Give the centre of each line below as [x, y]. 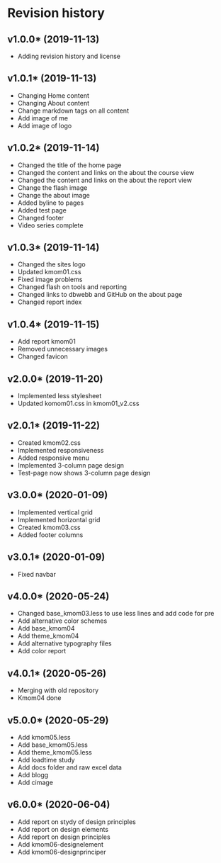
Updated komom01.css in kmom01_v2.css [78, 404]
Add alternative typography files [64, 643]
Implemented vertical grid [55, 512]
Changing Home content [53, 95]
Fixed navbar [37, 574]
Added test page [42, 210]
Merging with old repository [58, 690]
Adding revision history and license [69, 56]
